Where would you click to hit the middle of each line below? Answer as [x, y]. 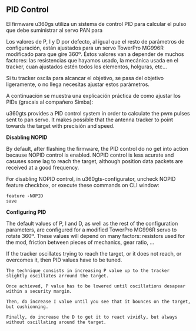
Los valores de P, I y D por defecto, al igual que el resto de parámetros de [95, 41]
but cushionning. [27, 307]
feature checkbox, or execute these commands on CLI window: [83, 185]
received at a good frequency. [43, 167]
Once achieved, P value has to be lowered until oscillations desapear [96, 286]
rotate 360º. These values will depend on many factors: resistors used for [96, 236]
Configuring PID [26, 212]
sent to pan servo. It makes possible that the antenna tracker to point [90, 120]
